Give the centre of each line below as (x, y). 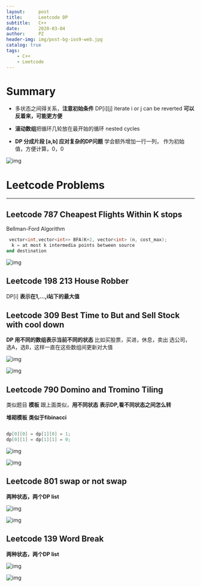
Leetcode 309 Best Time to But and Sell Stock (93, 315)
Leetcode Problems (55, 185)
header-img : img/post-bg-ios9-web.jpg (54, 39)
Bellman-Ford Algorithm (36, 229)
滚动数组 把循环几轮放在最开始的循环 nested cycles (77, 129)
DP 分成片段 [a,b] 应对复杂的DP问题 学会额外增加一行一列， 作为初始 (100, 142)
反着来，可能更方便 (39, 116)
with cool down (35, 325)
